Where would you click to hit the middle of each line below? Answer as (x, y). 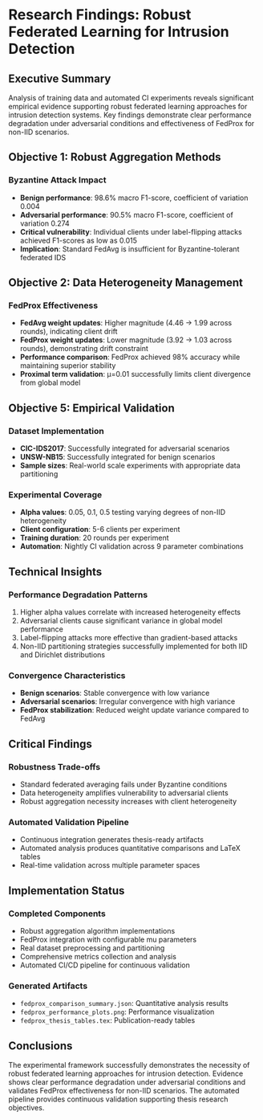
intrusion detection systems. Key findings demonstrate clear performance (130, 115)
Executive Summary (60, 78)
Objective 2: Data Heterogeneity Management (125, 283)
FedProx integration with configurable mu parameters (108, 940)
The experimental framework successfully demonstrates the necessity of (129, 1065)
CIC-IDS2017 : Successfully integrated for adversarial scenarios (125, 448)
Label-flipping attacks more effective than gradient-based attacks (129, 638)
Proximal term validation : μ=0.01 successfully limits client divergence (135, 374)
